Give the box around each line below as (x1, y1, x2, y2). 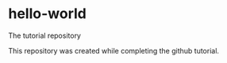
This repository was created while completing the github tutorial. (8, 46, 220, 55)
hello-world (8, 5, 87, 23)
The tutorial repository (8, 31, 82, 40)
